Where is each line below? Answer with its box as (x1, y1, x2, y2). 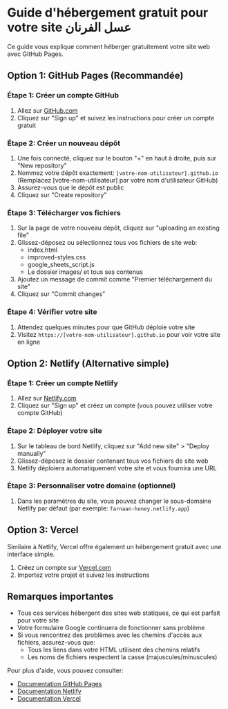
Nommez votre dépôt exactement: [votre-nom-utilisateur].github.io (17, 168, 219, 177)
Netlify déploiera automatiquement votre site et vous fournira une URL (17, 463, 217, 472)
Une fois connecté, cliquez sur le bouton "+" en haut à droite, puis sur (17, 154, 216, 162)
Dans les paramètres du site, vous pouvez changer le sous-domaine (17, 497, 212, 505)
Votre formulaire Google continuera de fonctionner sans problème (17, 624, 205, 632)
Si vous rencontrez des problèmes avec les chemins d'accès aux (17, 631, 202, 639)
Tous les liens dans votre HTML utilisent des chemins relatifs (27, 645, 200, 654)
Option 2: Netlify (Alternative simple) (7, 358, 169, 369)
